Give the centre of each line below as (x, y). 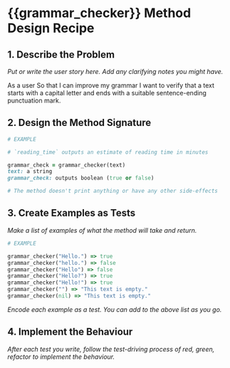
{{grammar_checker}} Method (99, 13)
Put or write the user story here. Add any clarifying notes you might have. (115, 72)
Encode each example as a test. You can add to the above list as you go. (115, 309)
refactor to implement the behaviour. (61, 357)
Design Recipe (51, 28)
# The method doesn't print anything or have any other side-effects (113, 191)
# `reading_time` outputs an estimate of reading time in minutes (108, 152)
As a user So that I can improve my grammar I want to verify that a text (111, 85)
